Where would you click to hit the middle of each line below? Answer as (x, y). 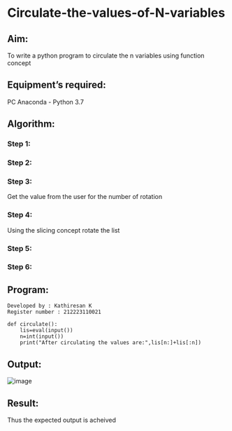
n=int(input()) (42, 337)
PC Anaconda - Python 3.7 (45, 102)
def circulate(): (32, 324)
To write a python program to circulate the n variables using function (106, 55)
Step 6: (20, 267)
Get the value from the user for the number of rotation (85, 197)
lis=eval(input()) (46, 331)
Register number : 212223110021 (54, 312)
